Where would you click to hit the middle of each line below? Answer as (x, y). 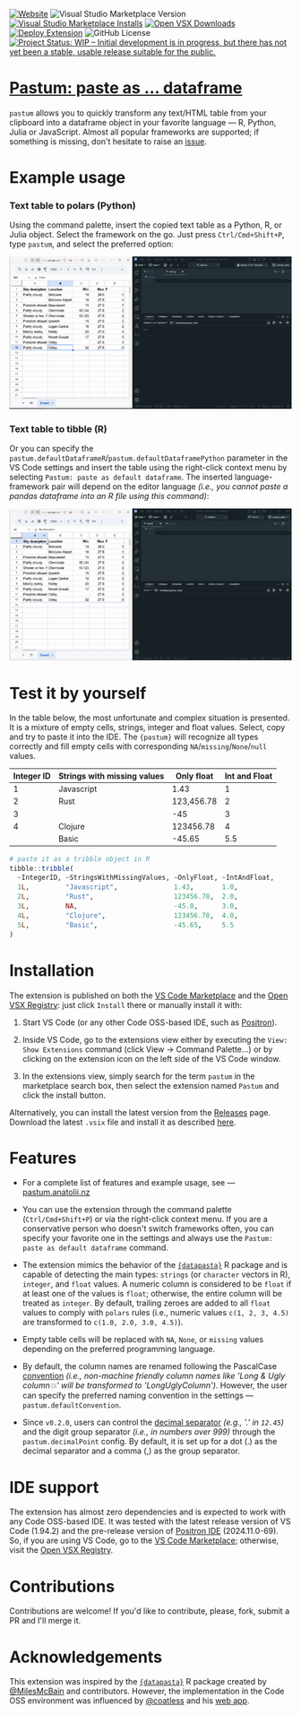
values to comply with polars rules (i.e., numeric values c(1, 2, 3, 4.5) (155, 1313)
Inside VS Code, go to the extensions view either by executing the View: (155, 1039)
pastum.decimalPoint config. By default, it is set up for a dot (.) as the (150, 1442)
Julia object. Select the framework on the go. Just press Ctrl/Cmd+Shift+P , (147, 235)
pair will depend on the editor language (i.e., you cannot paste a (170, 487)
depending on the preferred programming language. (119, 1349)
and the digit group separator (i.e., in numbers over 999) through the (149, 1432)
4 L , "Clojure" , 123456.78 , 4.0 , (128, 915)
